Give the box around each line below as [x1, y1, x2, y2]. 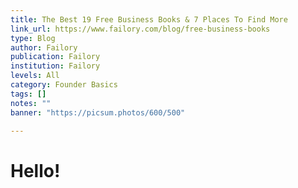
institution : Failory [10, 61, 101, 71]
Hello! [10, 159, 61, 182]
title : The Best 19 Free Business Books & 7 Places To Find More [10, 14, 288, 25]
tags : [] [10, 89, 47, 99]
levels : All [10, 71, 60, 81]
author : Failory [10, 42, 78, 53]
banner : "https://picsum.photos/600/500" [10, 107, 186, 118]
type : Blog [10, 33, 56, 43]
